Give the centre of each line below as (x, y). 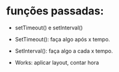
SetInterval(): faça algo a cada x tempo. (64, 51)
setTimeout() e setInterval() (49, 28)
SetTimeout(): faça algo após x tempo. (62, 39)
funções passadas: (55, 11)
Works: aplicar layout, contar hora (57, 62)
